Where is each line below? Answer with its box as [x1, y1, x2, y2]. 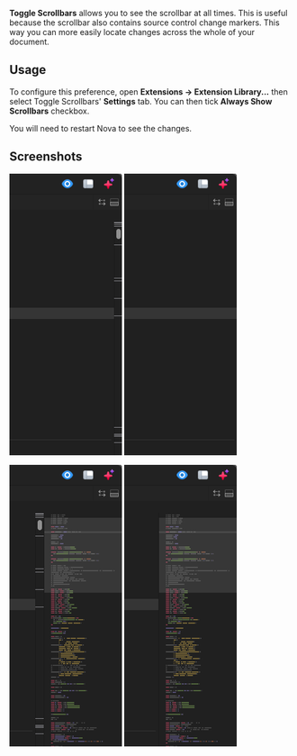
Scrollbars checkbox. [9, 105, 90, 116]
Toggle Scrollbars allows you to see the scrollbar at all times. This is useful [9, 8, 288, 18]
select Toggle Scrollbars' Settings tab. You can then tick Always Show [9, 96, 273, 106]
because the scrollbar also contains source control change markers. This [9, 17, 281, 28]
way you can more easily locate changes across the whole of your [9, 27, 255, 37]
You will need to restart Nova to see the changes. [9, 123, 192, 133]
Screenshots [9, 149, 83, 165]
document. [9, 36, 49, 47]
